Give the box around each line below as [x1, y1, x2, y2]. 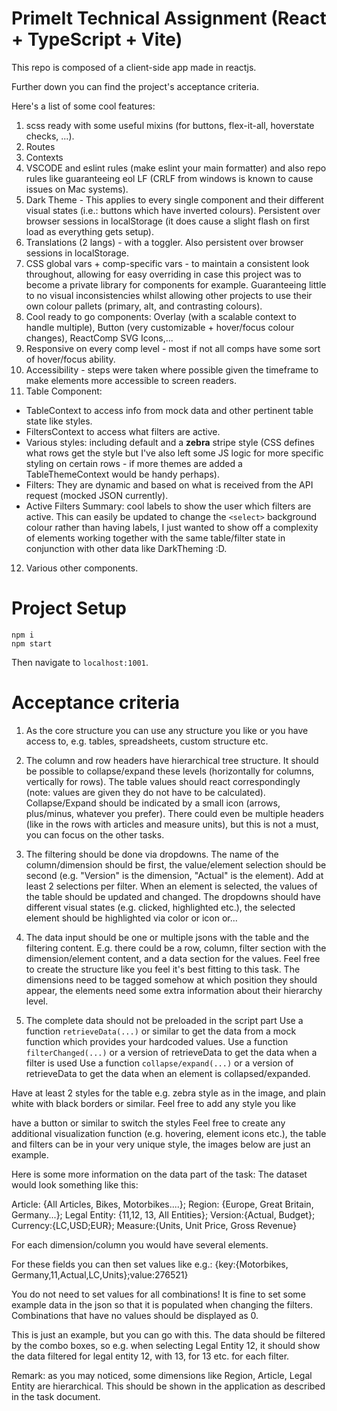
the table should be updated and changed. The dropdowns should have [25, 890, 321, 902]
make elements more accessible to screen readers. [25, 374, 237, 386]
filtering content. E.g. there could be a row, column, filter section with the [25, 942, 327, 954]
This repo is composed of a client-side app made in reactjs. [11, 61, 257, 73]
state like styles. [25, 415, 93, 427]
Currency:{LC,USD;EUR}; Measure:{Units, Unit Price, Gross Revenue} [11, 1219, 298, 1231]
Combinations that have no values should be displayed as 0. [11, 1309, 259, 1321]
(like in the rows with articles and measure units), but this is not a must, [25, 818, 319, 830]
